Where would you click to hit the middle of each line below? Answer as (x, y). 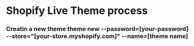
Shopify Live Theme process (77, 11)
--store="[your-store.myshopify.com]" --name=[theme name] (97, 36)
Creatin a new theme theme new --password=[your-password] (97, 29)
